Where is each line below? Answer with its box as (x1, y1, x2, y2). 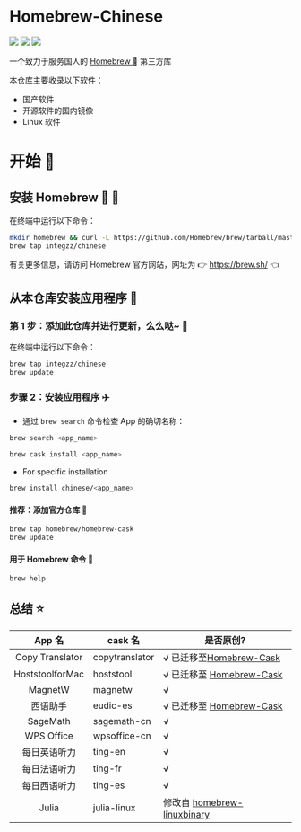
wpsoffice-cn (92, 730, 151, 742)
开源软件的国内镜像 (21, 105, 94, 116)
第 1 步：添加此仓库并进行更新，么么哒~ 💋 (9, 320, 188, 332)
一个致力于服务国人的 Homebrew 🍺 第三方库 (9, 56, 172, 66)
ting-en (92, 745, 126, 757)
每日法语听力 (21, 762, 76, 774)
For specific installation (21, 466, 108, 477)
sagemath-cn (92, 714, 151, 727)
